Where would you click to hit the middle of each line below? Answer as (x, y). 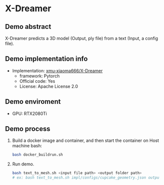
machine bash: (27, 146)
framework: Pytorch (39, 76)
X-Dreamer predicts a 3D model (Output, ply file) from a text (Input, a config (82, 38)
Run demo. (23, 164)
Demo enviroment (33, 102)
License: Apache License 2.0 (49, 86)
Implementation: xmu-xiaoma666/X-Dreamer (57, 70)
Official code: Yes (37, 81)
